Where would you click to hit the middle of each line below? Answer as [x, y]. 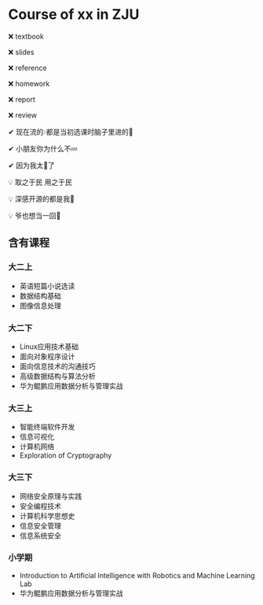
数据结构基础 [40, 295]
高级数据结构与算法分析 [57, 376]
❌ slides [21, 52]
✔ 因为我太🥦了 [31, 165]
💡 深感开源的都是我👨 [41, 199]
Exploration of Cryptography [66, 455]
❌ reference [27, 68]
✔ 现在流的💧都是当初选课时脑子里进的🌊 [71, 132]
